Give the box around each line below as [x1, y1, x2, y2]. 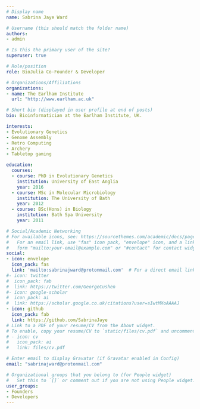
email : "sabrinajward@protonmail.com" [6, 361, 102, 367]
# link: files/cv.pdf [6, 345, 65, 351]
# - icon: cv [6, 334, 39, 340]
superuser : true [6, 53, 46, 59]
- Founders [6, 389, 33, 395]
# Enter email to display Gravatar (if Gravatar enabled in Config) [6, 356, 180, 362]
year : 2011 [17, 217, 44, 223]
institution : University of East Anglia [17, 179, 118, 184]
